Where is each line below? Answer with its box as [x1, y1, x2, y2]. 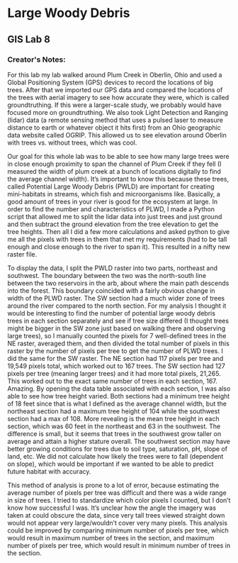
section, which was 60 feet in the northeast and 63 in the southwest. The [7, 422, 221, 430]
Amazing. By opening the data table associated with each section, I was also [7, 384, 231, 393]
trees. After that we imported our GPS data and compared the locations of [7, 85, 223, 94]
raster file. [7, 250, 38, 258]
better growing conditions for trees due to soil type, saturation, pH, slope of [7, 445, 228, 453]
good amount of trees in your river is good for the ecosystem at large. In [7, 197, 218, 206]
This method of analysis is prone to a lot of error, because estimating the [7, 481, 220, 489]
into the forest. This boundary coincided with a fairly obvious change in [7, 286, 215, 295]
